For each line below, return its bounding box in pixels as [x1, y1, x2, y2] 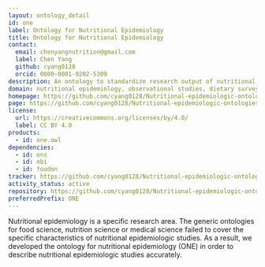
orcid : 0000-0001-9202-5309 [15, 70, 108, 78]
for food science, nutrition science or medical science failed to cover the [8, 224, 244, 234]
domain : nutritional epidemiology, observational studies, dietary [8, 84, 235, 93]
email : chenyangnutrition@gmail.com [15, 48, 136, 56]
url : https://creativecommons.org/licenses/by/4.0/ [15, 114, 189, 122]
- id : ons [15, 150, 47, 158]
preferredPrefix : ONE [8, 195, 80, 202]
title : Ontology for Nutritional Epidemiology [8, 33, 164, 42]
